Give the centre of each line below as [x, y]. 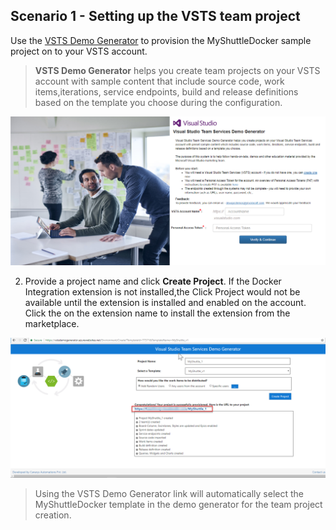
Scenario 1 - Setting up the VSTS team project [155, 16]
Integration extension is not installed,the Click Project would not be [162, 291]
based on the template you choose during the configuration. [158, 102]
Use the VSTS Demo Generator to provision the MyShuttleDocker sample [161, 40]
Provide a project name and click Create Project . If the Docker [153, 281]
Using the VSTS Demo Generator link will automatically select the [169, 493]
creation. [53, 515]
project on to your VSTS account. [79, 51]
